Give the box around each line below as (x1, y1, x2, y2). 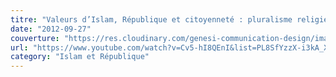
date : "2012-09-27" (10, 24, 92, 34)
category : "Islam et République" (10, 52, 150, 62)
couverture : (10, 33, 60, 43)
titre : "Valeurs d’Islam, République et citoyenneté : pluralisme (10, 14, 293, 25)
